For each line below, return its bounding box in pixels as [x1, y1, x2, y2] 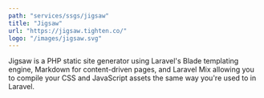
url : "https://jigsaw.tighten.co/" [8, 27, 128, 35]
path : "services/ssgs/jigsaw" [8, 11, 110, 20]
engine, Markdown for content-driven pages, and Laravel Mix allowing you [8, 65, 254, 75]
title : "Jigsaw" [8, 19, 63, 27]
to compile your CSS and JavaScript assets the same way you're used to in [8, 73, 257, 83]
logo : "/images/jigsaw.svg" [8, 34, 103, 43]
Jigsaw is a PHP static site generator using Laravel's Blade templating [8, 56, 239, 66]
